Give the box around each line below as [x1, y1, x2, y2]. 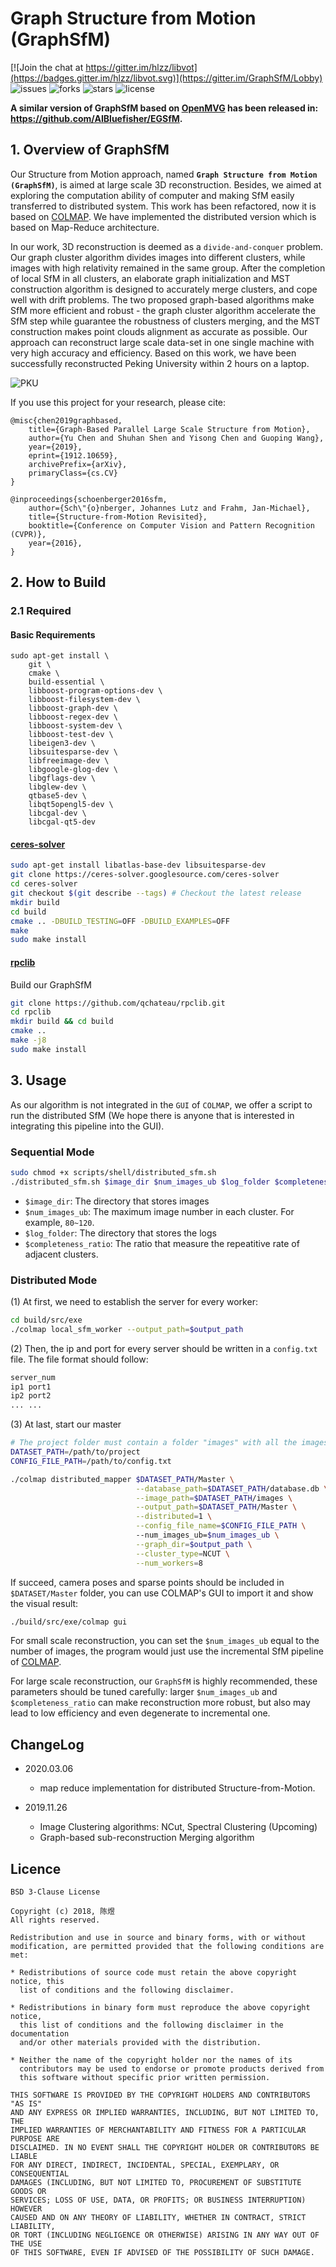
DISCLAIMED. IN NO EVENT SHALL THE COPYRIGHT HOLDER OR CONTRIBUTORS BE [10, 2143, 320, 2153]
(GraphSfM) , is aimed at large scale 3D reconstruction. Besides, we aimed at [10, 178, 322, 191]
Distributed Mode [10, 1273, 98, 1287]
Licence [10, 1860, 62, 1877]
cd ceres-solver [10, 879, 78, 889]
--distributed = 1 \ [135, 1512, 213, 1522]
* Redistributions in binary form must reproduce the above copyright [10, 2003, 311, 2013]
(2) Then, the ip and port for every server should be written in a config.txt [10, 1342, 318, 1354]
